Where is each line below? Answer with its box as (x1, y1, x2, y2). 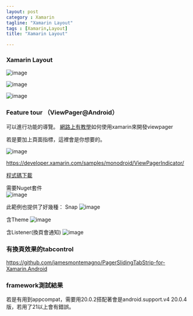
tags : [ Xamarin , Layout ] (6, 25, 68, 32)
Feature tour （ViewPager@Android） (6, 109, 119, 117)
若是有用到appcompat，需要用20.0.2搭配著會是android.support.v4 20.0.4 (6, 296, 188, 303)
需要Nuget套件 (6, 184, 43, 191)
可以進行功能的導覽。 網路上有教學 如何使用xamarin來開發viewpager (6, 123, 173, 130)
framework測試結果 (6, 281, 64, 289)
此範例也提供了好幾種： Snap (6, 203, 78, 210)
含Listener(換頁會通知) (6, 228, 61, 236)
